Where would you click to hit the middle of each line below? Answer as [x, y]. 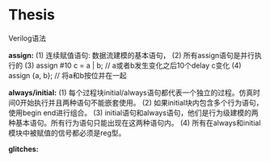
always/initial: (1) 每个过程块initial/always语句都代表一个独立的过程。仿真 [131, 92]
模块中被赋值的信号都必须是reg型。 [67, 133]
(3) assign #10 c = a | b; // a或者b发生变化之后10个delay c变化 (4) [133, 65]
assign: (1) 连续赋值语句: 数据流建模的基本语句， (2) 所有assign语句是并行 [132, 55]
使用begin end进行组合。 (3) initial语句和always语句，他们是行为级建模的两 [133, 112]
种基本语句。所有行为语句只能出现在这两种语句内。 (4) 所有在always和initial [135, 123]
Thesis [32, 15]
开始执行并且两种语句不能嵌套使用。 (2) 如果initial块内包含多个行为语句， [141, 102]
